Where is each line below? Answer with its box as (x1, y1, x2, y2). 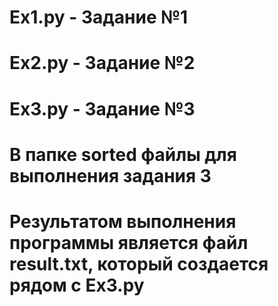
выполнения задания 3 (9, 164, 212, 187)
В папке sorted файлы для (9, 143, 237, 166)
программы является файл (9, 231, 249, 254)
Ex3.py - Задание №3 (9, 97, 196, 120)
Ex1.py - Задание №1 (9, 6, 189, 29)
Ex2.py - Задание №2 (9, 52, 196, 75)
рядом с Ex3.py (9, 274, 145, 296)
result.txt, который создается (9, 252, 269, 275)
